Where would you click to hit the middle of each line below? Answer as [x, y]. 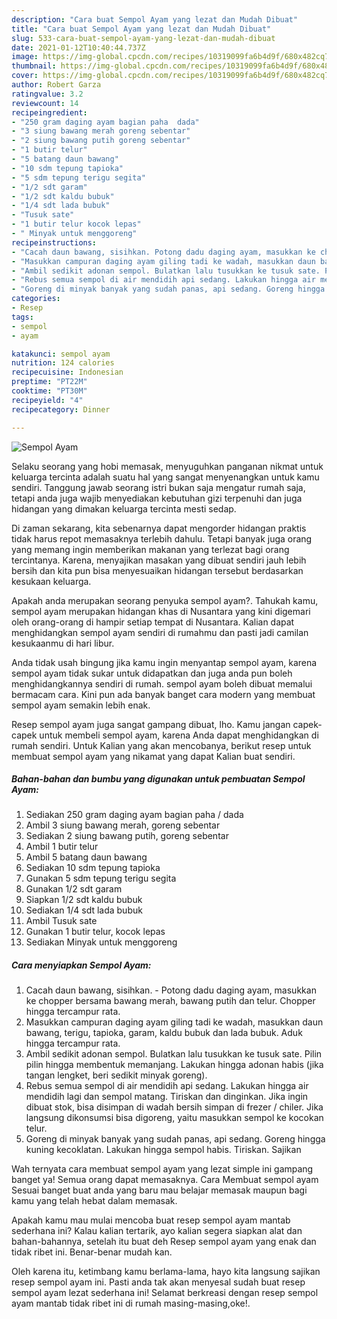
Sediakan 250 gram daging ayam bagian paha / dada [134, 815]
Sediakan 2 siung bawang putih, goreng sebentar [127, 836]
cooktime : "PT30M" [49, 391]
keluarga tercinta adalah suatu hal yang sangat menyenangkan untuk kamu [165, 477]
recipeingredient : [49, 112]
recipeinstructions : [54, 242]
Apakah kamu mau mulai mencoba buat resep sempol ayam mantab [151, 1220]
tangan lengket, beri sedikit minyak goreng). [116, 1075]
